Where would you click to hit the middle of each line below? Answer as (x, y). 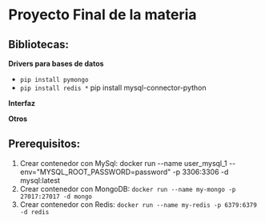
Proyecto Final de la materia (103, 15)
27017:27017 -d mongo (56, 197)
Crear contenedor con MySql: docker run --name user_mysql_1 (124, 163)
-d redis (34, 212)
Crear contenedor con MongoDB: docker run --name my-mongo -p (128, 189)
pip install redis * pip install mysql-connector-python (113, 87)
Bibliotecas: (39, 45)
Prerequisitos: (44, 144)
